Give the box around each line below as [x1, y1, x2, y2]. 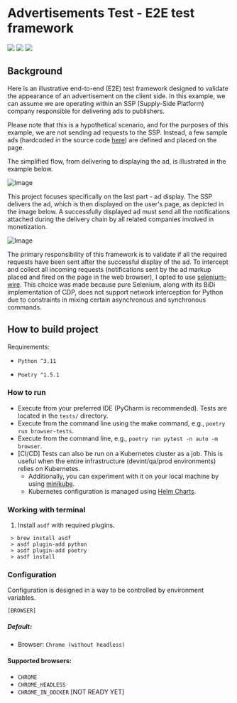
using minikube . [28, 479, 75, 488]
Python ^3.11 [17, 357, 57, 364]
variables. [7, 593, 36, 602]
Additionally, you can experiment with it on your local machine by [28, 472, 219, 480]
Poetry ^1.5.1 [17, 371, 60, 379]
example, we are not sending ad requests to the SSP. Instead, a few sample [7, 128, 228, 137]
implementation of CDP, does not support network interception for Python [7, 287, 224, 296]
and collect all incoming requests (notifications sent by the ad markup [7, 265, 211, 273]
